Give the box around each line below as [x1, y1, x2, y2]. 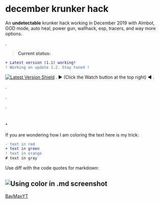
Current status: [17, 50, 51, 56]
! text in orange [5, 151, 42, 156]
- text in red [5, 142, 36, 147]
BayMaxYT [5, 193, 28, 199]
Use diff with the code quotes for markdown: [5, 165, 99, 171]
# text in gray [5, 156, 38, 161]
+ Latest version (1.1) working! [5, 60, 76, 65]
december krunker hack [5, 3, 109, 15]
